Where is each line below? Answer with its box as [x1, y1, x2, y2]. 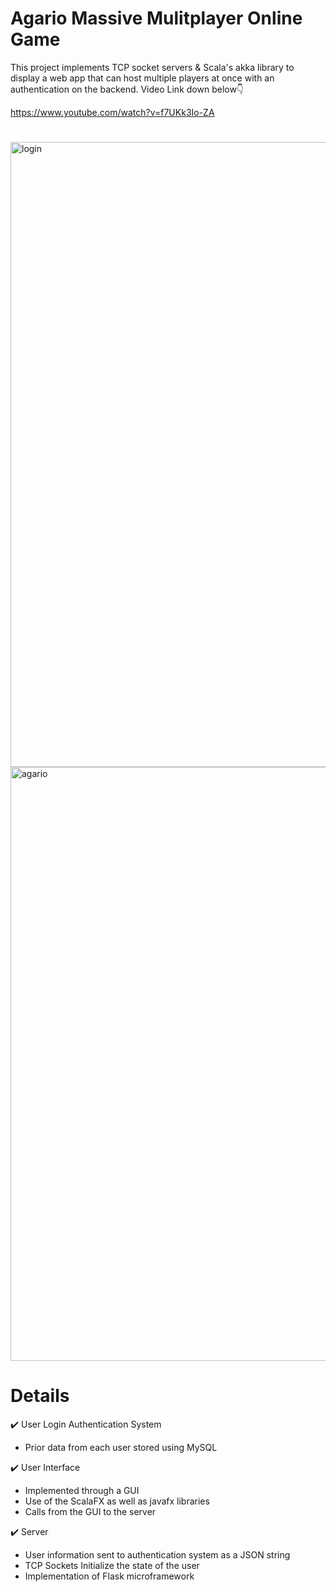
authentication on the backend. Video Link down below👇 [10, 83, 245, 95]
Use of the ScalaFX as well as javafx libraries [24, 1495, 210, 1507]
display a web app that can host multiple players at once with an [10, 72, 275, 84]
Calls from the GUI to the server [24, 1506, 157, 1518]
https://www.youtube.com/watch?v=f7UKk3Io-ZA [10, 106, 215, 118]
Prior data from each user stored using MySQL [24, 1442, 218, 1454]
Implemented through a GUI [24, 1485, 140, 1497]
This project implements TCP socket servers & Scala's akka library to [10, 61, 295, 73]
